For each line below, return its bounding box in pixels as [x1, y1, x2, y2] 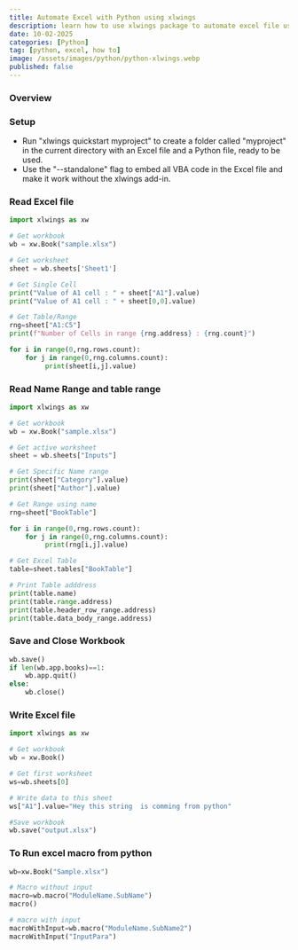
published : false [9, 63, 74, 72]
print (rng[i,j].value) [44, 540, 129, 550]
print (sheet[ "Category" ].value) [9, 475, 129, 484]
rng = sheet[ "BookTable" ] [9, 507, 98, 517]
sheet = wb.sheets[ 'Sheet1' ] [9, 263, 117, 273]
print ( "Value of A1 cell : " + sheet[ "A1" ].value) [9, 288, 200, 297]
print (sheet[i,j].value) [44, 361, 137, 371]
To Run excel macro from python [9, 847, 153, 860]
